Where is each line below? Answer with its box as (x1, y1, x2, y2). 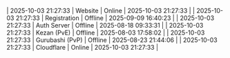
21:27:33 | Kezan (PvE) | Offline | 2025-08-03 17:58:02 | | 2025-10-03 (6, 28, 205, 37)
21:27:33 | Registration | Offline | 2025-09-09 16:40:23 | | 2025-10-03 (15, 14, 215, 22)
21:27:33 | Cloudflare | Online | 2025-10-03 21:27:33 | (6, 43, 159, 51)
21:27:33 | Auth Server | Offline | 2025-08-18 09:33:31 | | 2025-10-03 (6, 21, 204, 29)
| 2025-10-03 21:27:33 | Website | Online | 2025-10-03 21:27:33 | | (6, 7, 195, 14)
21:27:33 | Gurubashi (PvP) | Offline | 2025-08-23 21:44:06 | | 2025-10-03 (6, 36, 218, 44)
